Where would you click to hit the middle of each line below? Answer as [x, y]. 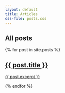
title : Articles [21, 14]
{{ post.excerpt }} [23, 77]
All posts [19, 38]
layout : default [21, 9]
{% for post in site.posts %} [33, 50]
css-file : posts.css [26, 18]
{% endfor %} [19, 86]
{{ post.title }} [27, 65]
